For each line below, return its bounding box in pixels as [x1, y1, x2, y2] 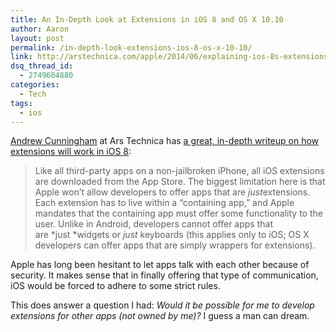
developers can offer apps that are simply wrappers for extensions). [34, 239, 316, 251]
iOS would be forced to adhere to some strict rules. [10, 280, 221, 292]
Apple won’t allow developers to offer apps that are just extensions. [34, 186, 311, 198]
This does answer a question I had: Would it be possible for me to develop [10, 299, 315, 311]
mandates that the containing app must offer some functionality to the [34, 207, 323, 220]
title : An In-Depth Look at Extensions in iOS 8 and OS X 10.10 [10, 14, 284, 25]
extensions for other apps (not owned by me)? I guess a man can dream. [10, 310, 310, 322]
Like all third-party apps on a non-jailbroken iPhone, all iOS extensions [34, 165, 325, 177]
